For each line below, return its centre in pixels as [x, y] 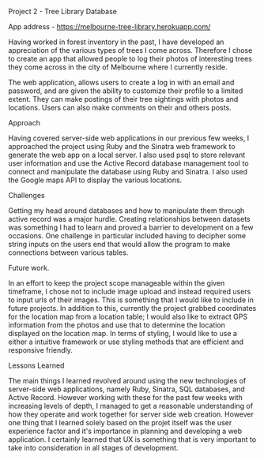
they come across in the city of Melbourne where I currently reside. [118, 67]
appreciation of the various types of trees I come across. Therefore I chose [130, 50]
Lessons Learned [36, 365]
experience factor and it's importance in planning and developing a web [125, 431]
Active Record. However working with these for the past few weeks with [126, 397]
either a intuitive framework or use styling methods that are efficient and [126, 342]
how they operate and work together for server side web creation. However [131, 414]
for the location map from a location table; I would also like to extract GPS [128, 316]
